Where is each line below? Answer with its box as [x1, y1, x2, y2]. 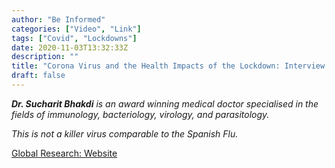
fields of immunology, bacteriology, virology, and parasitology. [11, 108, 270, 120]
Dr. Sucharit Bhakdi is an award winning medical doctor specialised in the [11, 97, 319, 110]
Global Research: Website [11, 147, 118, 159]
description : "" [11, 52, 79, 62]
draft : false [11, 71, 66, 81]
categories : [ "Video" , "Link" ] [11, 24, 142, 34]
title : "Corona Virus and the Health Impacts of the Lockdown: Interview [11, 61, 326, 71]
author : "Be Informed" [11, 14, 106, 25]
